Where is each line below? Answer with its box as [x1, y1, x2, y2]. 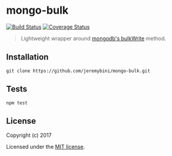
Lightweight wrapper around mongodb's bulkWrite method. [20, 35, 167, 42]
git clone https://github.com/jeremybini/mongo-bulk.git [6, 68, 151, 74]
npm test [6, 99, 28, 106]
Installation [6, 52, 49, 63]
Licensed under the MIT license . [6, 143, 85, 151]
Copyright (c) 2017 [6, 132, 52, 139]
